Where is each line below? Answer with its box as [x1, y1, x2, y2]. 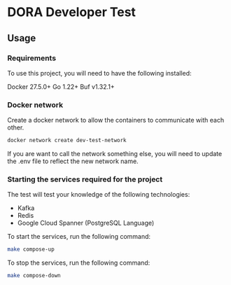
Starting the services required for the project [7, 174, 163, 184]
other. [7, 123, 24, 132]
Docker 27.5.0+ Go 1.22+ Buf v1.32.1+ [7, 82, 115, 91]
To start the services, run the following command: [7, 232, 151, 241]
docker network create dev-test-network [7, 137, 127, 144]
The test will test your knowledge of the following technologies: [7, 190, 190, 199]
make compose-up [7, 246, 55, 253]
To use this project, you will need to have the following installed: [7, 69, 192, 77]
